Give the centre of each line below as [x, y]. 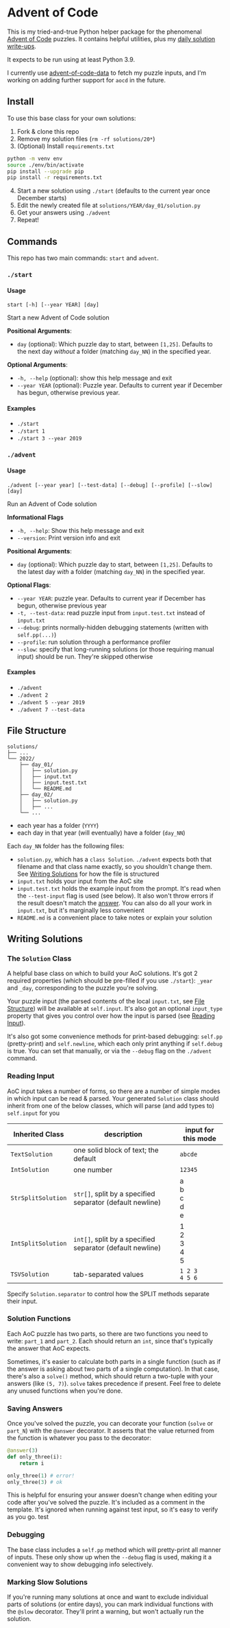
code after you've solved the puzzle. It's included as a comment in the [106, 1503]
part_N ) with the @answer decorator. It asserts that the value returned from [111, 1431]
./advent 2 [33, 695]
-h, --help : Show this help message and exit [80, 530]
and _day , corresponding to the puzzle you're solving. [83, 988]
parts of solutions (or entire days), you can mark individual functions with [110, 1604]
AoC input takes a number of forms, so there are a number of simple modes [114, 1091]
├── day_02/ [36, 794]
